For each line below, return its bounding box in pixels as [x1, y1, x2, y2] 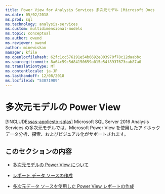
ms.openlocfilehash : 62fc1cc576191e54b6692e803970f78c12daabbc [5, 54, 142, 60]
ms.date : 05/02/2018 [5, 12, 49, 17]
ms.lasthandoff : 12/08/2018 [5, 73, 65, 79]
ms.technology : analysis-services [5, 21, 78, 27]
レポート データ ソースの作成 [12, 172, 73, 178]
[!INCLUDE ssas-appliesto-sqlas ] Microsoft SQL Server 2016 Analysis [5, 119, 149, 125]
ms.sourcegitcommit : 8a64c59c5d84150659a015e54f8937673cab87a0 [5, 59, 142, 64]
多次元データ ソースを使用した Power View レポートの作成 [12, 183, 134, 189]
